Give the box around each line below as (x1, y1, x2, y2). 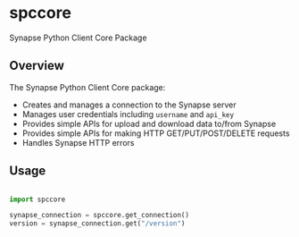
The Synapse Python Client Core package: (9, 81, 166, 92)
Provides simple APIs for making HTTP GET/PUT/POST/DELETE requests (21, 128, 290, 139)
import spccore (9, 195, 66, 204)
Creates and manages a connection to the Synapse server (21, 99, 237, 110)
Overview (9, 58, 65, 73)
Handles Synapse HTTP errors (21, 137, 135, 148)
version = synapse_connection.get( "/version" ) (9, 219, 186, 228)
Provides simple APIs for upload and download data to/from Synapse (21, 118, 277, 129)
